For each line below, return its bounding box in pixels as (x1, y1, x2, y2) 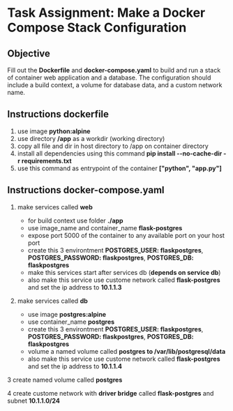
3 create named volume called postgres (7, 375, 123, 384)
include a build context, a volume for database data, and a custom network (7, 81, 223, 89)
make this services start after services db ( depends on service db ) (27, 268, 221, 276)
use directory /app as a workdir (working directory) (17, 134, 165, 142)
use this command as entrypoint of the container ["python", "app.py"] (17, 164, 222, 172)
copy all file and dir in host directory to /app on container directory (17, 142, 209, 150)
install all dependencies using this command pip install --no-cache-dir (17, 149, 223, 158)
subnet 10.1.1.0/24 (7, 396, 61, 405)
